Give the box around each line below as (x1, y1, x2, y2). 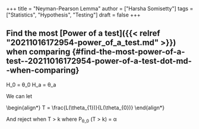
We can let (6, 92, 33, 99)
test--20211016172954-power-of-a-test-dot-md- (6, 56, 192, 66)
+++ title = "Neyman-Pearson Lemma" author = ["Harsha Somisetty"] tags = (6, 5, 194, 12)
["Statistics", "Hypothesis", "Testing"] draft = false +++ (6, 11, 141, 18)
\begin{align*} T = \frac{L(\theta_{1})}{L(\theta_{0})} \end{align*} (6, 104, 165, 111)
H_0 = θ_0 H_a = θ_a (6, 81, 56, 88)
